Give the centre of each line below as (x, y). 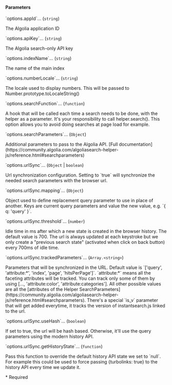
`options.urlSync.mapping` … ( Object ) (44, 190)
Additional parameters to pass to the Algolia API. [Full (62, 144)
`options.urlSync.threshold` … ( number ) (45, 221)
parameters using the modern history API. (50, 337)
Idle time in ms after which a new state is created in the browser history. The (86, 232)
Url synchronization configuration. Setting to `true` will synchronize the (80, 175)
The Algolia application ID (33, 29)
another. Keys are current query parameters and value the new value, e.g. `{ (85, 206)
